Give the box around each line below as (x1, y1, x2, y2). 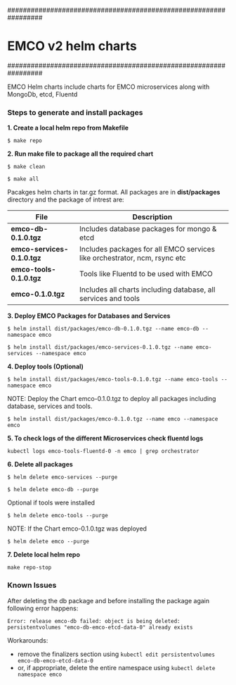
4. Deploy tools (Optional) (7, 362, 84, 371)
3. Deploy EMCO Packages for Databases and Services (7, 311, 171, 320)
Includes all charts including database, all (79, 285, 216, 295)
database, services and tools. (7, 402, 93, 411)
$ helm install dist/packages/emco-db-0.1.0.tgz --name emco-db (7, 326, 199, 333)
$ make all (7, 175, 39, 183)
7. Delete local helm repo (7, 550, 81, 559)
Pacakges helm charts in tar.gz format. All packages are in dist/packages (7, 188, 221, 197)
